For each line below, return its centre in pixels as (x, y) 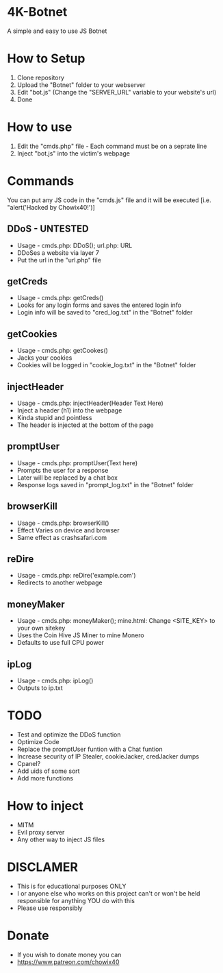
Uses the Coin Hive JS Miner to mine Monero (81, 635)
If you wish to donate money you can (69, 954)
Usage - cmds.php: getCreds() (60, 298)
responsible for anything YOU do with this (76, 900)
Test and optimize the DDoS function (69, 735)
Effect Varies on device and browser (68, 530)
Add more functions (45, 778)
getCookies (32, 334)
